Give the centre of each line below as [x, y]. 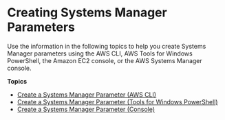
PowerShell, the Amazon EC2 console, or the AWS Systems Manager [105, 60]
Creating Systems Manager [87, 13]
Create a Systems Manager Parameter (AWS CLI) [87, 95]
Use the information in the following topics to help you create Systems [107, 46]
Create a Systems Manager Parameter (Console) [86, 109]
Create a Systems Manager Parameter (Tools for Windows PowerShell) [117, 101]
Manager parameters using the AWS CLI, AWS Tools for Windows [100, 53]
